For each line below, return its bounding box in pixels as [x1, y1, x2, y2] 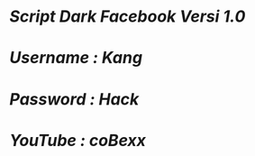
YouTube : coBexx [9, 130, 147, 151]
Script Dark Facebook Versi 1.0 [9, 6, 246, 27]
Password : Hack [9, 88, 140, 109]
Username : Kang [9, 48, 142, 69]
